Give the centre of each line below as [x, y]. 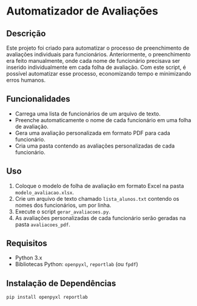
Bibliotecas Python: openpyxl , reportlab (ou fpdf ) [76, 264]
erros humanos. [26, 80]
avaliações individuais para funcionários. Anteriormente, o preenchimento [98, 54]
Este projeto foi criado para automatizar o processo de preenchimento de [98, 48]
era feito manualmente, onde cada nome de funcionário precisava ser [93, 61]
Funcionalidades [38, 99]
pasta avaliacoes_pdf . [43, 224]
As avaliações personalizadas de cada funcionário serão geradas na [100, 218]
